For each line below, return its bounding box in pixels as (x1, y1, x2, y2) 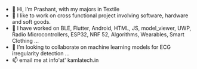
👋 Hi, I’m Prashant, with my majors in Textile (11, 6, 120, 12)
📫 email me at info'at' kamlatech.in (11, 57, 99, 64)
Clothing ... (11, 37, 39, 44)
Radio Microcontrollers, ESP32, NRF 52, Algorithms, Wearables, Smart (11, 31, 185, 38)
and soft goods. (11, 18, 51, 25)
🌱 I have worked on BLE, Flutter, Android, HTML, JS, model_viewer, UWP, (11, 24, 192, 32)
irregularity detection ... (11, 50, 70, 57)
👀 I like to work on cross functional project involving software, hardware (11, 12, 189, 19)
